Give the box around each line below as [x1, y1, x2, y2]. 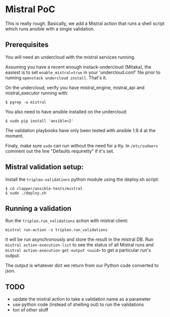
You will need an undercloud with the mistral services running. [5, 54, 135, 60]
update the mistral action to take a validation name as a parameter [12, 296, 151, 302]
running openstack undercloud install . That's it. [5, 75, 107, 81]
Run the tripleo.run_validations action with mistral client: [5, 217, 128, 224]
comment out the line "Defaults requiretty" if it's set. [5, 148, 114, 154]
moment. [5, 133, 24, 139]
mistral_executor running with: [5, 90, 69, 96]
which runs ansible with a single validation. [5, 25, 95, 31]
